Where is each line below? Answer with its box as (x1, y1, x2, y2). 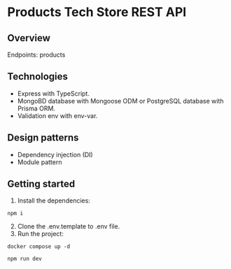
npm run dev (7, 256, 42, 263)
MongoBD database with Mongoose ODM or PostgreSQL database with (17, 96, 224, 105)
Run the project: (17, 230, 64, 238)
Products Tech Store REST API (7, 4, 187, 20)
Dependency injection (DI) (17, 150, 93, 159)
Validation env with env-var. (17, 111, 98, 119)
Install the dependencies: (17, 196, 91, 205)
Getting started (7, 178, 76, 190)
